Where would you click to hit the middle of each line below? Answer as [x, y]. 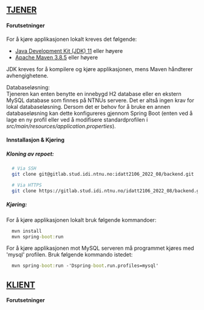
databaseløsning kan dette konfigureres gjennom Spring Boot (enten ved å [100, 113]
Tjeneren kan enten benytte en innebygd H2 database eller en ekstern [94, 94]
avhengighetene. [27, 75]
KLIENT [21, 285]
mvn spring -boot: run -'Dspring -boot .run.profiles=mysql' [85, 266]
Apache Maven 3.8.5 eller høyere [56, 57]
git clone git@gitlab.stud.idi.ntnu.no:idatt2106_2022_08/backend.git [103, 174]
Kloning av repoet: [30, 154]
